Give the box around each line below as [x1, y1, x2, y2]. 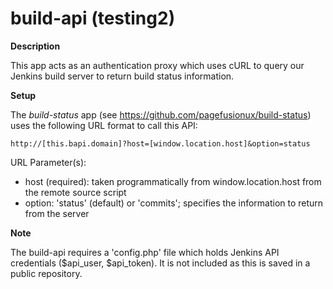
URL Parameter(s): [10, 156, 87, 168]
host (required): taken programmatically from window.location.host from [24, 175, 322, 187]
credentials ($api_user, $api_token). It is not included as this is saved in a [10, 257, 311, 269]
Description [10, 40, 61, 52]
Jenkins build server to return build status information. [10, 70, 235, 82]
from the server [24, 207, 90, 219]
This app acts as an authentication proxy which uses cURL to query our [10, 59, 305, 71]
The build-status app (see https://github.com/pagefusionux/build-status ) [10, 108, 312, 121]
